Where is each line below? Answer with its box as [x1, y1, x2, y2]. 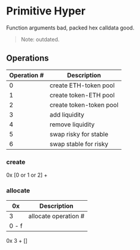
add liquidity [50, 110, 85, 118]
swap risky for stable [50, 130, 109, 138]
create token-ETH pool [50, 91, 115, 99]
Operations [6, 53, 49, 64]
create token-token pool [50, 100, 118, 109]
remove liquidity [50, 120, 95, 129]
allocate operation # [28, 212, 85, 221]
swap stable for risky [50, 139, 109, 148]
